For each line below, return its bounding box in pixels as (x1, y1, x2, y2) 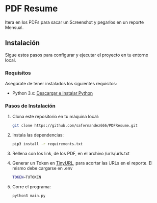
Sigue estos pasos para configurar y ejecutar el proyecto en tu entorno (5, 52, 149, 58)
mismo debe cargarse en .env (12, 166, 73, 171)
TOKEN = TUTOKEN (12, 175, 41, 180)
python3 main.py (12, 193, 46, 198)
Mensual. (5, 24, 24, 30)
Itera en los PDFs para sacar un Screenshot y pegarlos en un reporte (5, 19, 144, 25)
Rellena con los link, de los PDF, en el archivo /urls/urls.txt (12, 151, 130, 157)
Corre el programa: (12, 183, 51, 190)
